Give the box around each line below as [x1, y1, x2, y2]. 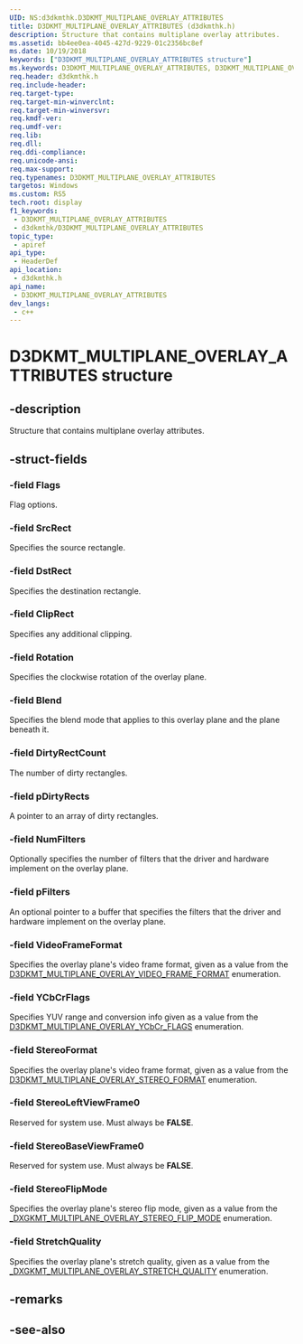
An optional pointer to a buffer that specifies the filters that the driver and [9, 906, 281, 917]
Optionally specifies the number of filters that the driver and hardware [9, 853, 270, 864]
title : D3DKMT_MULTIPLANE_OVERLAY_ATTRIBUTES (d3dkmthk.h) [9, 22, 236, 31]
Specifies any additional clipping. [9, 628, 133, 639]
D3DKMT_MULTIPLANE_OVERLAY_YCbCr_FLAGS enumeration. [9, 1021, 244, 1032]
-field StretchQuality [9, 1236, 102, 1248]
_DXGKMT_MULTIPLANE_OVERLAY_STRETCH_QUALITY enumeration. [9, 1265, 269, 1276]
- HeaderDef [13, 257, 59, 267]
